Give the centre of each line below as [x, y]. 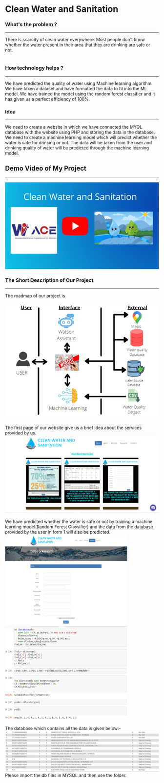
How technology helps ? [34, 68]
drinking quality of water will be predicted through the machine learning [77, 148]
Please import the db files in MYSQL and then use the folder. [66, 775]
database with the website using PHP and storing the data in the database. [80, 132]
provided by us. [21, 433]
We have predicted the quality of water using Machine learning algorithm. [79, 83]
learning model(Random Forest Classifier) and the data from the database [79, 527]
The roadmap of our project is [35, 296]
